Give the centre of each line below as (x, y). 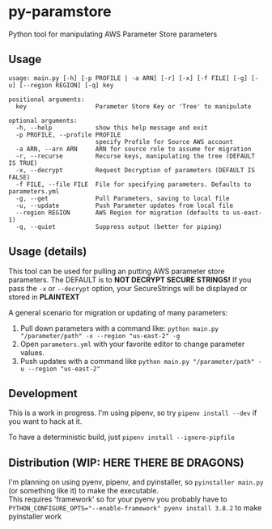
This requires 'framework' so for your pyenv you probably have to (118, 499)
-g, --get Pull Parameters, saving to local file (123, 198)
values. (32, 352)
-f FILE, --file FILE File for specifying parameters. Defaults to (134, 184)
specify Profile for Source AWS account (164, 142)
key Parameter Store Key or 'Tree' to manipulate (134, 106)
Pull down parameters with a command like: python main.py (119, 328)
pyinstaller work (35, 517)
